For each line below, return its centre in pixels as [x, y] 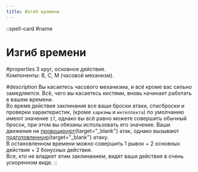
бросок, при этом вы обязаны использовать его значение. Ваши [88, 125]
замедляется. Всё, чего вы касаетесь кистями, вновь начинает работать [99, 93]
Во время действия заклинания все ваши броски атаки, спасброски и [95, 106]
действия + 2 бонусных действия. [49, 149]
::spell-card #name [29, 28]
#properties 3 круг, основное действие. [56, 69]
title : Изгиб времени [33, 12]
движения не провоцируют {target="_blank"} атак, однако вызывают [93, 130]
